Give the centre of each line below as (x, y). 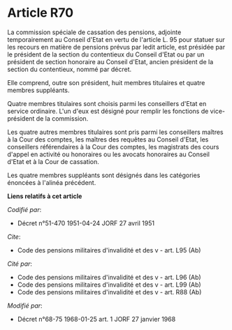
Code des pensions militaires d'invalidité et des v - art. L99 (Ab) (109, 285)
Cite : (14, 237)
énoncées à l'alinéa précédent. (52, 182)
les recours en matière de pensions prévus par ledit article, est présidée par (116, 47)
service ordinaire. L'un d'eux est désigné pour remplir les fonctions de (108, 111)
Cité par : (20, 264)
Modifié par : (25, 306)
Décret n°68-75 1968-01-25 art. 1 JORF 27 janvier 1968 (96, 319)
